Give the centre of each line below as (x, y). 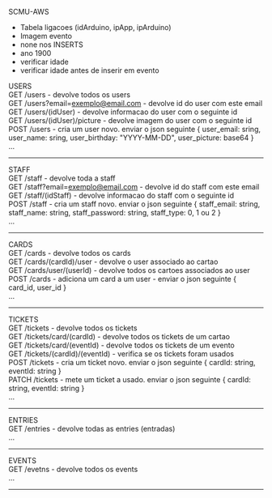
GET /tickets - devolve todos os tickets (73, 328)
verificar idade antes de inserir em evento (89, 70)
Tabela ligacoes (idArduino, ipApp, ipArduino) (96, 27)
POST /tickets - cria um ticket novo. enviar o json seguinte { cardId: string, (132, 362)
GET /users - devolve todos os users (70, 95)
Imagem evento (46, 36)
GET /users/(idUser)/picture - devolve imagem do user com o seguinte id (130, 120)
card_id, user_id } (38, 287)
